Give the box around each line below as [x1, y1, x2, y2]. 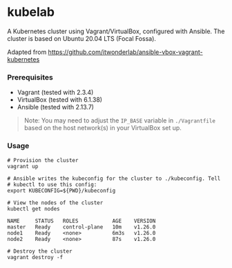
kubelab [7, 4, 55, 20]
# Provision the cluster [7, 157, 79, 163]
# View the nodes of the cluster [7, 199, 104, 206]
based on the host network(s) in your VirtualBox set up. [23, 124, 182, 132]
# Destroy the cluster [7, 247, 72, 255]
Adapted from [7, 48, 47, 56]
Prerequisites [7, 72, 53, 82]
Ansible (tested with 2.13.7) [17, 103, 95, 111]
